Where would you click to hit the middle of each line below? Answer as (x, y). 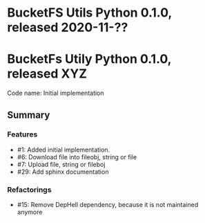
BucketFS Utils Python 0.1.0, (90, 13)
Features (22, 134)
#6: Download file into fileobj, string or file (77, 157)
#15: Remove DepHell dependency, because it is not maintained (108, 205)
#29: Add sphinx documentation (63, 172)
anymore (30, 212)
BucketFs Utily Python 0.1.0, (89, 59)
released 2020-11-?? (68, 27)
